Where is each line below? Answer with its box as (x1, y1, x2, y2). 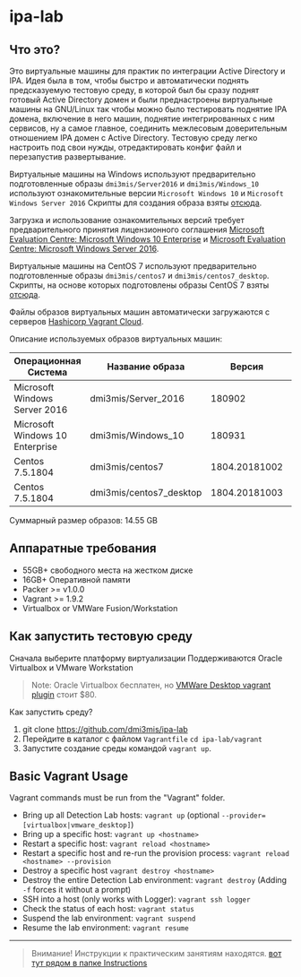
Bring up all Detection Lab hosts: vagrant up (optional (21, 809, 219, 821)
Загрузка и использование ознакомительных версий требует (9, 215, 245, 225)
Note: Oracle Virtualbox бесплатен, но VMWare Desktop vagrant (30, 679, 271, 690)
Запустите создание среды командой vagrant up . (21, 742, 212, 754)
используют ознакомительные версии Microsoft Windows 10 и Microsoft (9, 188, 284, 198)
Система (27, 366, 68, 378)
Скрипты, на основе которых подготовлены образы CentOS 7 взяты (9, 280, 270, 290)
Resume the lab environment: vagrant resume (21, 922, 190, 933)
